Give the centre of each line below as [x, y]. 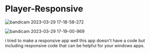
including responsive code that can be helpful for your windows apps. [75, 45]
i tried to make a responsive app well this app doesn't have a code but [75, 40]
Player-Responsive [44, 9]
